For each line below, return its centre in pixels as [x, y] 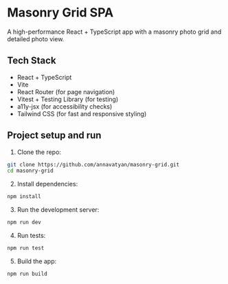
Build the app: [37, 261]
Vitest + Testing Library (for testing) [68, 99]
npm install [24, 197]
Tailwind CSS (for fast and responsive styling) [82, 113]
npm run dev [24, 222]
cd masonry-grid [30, 171]
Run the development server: [58, 210]
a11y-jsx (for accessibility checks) [65, 106]
